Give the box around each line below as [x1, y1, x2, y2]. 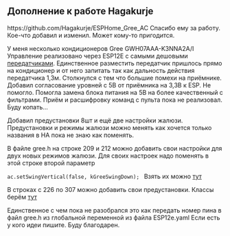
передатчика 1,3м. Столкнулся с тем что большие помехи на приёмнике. [7, 74, 222, 82]
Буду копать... [7, 103, 48, 111]
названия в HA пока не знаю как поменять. [7, 131, 135, 139]
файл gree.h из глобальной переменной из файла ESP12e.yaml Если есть [7, 213, 220, 222]
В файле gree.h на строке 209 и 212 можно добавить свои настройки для [7, 144, 222, 152]
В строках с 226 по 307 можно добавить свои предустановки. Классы [7, 185, 214, 193]
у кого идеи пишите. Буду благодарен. [7, 220, 120, 229]
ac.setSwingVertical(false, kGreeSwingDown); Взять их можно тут [7, 172, 203, 180]
